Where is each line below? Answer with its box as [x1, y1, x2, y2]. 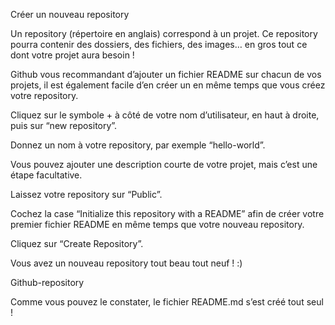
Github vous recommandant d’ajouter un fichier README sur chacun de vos [10, 69, 322, 80]
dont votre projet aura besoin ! [10, 49, 135, 61]
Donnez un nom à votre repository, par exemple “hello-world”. [10, 139, 266, 151]
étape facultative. [10, 169, 83, 181]
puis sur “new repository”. [10, 120, 118, 131]
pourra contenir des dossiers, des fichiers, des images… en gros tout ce [10, 39, 308, 50]
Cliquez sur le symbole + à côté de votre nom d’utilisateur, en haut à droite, [10, 109, 320, 121]
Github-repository [10, 277, 85, 288]
